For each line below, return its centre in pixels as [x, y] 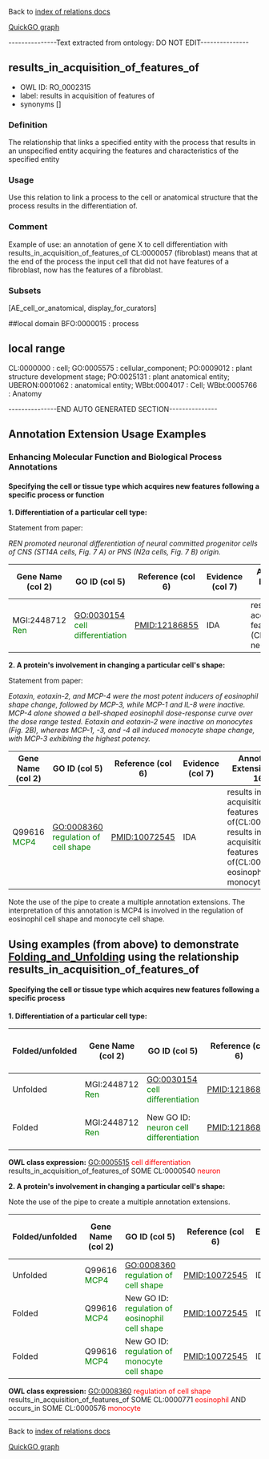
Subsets [25, 290]
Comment [28, 227]
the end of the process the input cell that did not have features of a [119, 261]
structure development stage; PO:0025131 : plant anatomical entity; [119, 377]
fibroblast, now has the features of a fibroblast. [86, 270]
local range [37, 349]
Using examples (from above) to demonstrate [124, 944]
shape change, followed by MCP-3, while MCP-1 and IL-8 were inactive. [127, 705]
